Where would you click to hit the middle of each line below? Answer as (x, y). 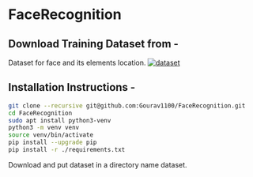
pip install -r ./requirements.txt (67, 150)
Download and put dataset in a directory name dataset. (98, 164)
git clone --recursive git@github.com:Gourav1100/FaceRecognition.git (127, 105)
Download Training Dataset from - (94, 44)
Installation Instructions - (72, 87)
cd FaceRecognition (40, 113)
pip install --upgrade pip (53, 143)
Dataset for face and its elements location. (77, 62)
